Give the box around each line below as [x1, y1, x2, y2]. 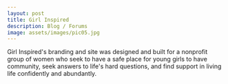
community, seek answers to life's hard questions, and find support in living [7, 62, 222, 70]
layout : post [7, 10, 45, 17]
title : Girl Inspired [7, 16, 70, 23]
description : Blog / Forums [7, 23, 88, 29]
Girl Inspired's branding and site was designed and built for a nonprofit [7, 48, 208, 56]
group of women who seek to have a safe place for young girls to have [7, 55, 208, 64]
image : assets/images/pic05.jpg [7, 29, 100, 36]
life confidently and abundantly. [7, 70, 97, 78]
